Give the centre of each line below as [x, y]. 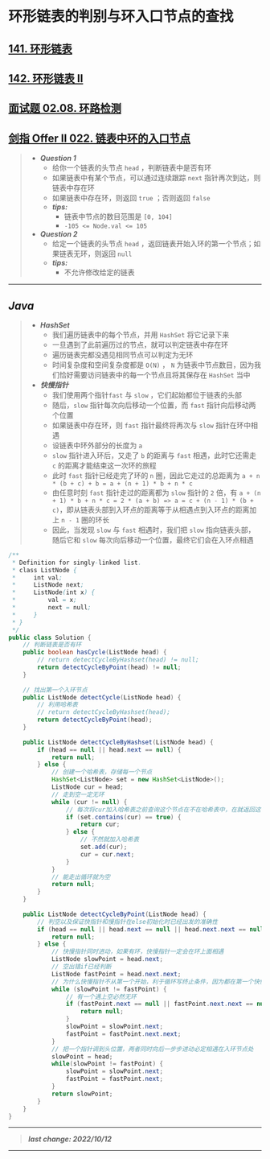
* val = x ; [45, 600]
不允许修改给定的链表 [99, 272]
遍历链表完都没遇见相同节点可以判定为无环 [123, 354]
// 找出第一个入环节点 [55, 690]
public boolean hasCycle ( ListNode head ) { [95, 653]
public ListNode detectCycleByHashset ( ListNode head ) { [119, 742]
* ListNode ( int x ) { [53, 592]
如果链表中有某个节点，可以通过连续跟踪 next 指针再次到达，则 [156, 178]
